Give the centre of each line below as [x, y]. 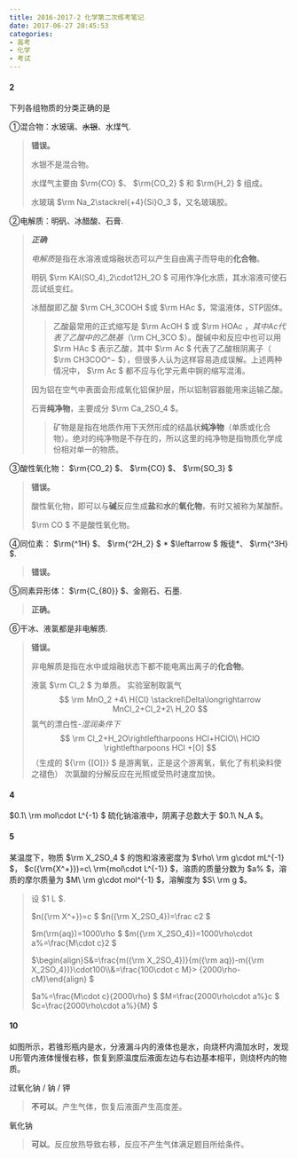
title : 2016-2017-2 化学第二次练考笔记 [77, 17]
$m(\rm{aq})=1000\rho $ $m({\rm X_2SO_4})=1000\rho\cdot [141, 933]
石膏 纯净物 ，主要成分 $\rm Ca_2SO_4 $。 [107, 408]
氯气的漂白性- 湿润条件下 [76, 724]
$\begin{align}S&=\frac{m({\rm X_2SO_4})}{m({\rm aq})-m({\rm [147, 960]
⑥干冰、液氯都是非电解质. [59, 629]
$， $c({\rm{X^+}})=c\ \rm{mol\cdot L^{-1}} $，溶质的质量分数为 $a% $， [144, 868]
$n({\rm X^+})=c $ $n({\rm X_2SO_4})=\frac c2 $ [121, 916]
